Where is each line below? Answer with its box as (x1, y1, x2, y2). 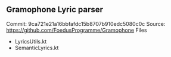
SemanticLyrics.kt (14, 44, 59, 51)
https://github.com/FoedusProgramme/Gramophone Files (6, 26, 147, 33)
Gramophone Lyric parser (6, 5, 103, 15)
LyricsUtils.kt (14, 38, 47, 45)
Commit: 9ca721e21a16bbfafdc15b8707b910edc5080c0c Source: (6, 20, 166, 27)
